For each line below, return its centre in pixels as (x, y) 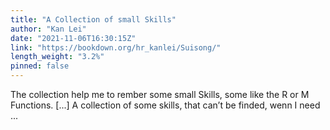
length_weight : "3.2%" (57, 57)
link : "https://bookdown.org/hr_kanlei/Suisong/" (116, 47)
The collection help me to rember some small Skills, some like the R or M (160, 94)
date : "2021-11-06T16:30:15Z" (73, 38)
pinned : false (40, 66)
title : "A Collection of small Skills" (93, 19)
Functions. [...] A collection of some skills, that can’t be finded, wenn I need (165, 105)
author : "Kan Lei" (48, 29)
